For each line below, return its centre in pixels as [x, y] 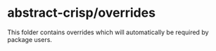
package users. [30, 39]
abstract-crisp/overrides [82, 13]
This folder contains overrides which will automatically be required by [108, 32]
